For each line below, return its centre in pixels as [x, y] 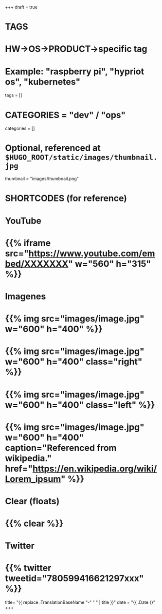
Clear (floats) [32, 501]
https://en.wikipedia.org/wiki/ [95, 468]
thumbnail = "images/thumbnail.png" [42, 179]
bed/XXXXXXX [37, 264]
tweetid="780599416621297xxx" [75, 579]
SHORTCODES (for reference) [66, 198]
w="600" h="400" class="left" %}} [80, 405]
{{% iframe [28, 243]
